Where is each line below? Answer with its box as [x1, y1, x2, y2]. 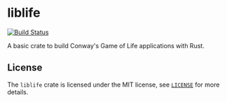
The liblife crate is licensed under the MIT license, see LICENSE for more [7, 80, 220, 89]
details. [7, 87, 29, 96]
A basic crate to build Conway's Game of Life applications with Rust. [7, 41, 205, 50]
